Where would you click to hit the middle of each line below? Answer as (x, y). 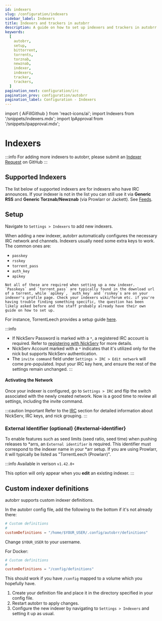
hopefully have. (21, 584)
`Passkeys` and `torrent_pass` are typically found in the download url (80, 289)
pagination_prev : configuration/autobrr (46, 95)
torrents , (24, 55)
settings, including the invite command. (44, 401)
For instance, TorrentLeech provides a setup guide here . (61, 319)
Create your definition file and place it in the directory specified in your (82, 593)
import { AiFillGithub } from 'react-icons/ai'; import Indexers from (70, 114)
